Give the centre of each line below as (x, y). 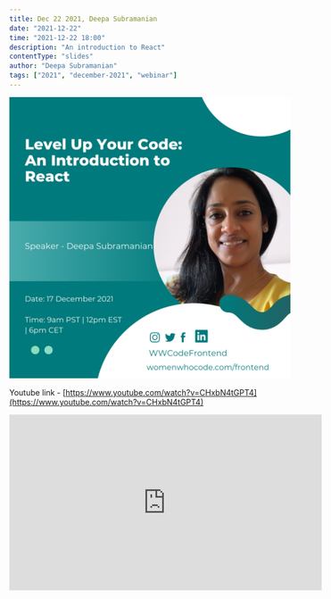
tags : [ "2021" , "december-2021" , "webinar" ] (93, 76)
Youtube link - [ (37, 392)
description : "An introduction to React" (87, 47)
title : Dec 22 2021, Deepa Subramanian (83, 19)
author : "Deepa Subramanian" (63, 66)
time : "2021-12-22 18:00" (57, 37)
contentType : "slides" (51, 57)
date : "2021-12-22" (46, 28)
